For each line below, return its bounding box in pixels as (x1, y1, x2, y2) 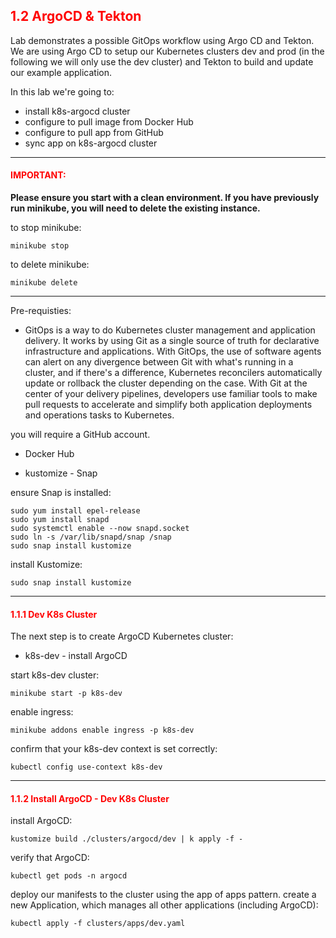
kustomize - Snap (24, 467, 98, 479)
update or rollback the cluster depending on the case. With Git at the (24, 377, 308, 389)
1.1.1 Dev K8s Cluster (10, 608, 98, 620)
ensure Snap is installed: (10, 487, 112, 499)
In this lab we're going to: (10, 85, 115, 98)
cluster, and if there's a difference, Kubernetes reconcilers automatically (24, 367, 323, 379)
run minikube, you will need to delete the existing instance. (10, 202, 261, 214)
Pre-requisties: (10, 305, 72, 317)
